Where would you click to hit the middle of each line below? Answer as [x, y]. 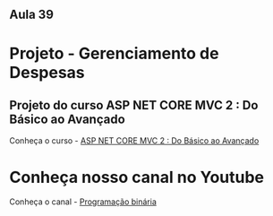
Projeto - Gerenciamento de [114, 53]
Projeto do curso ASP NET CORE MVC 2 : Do [134, 105]
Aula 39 [31, 15]
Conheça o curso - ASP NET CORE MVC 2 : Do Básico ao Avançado [134, 141]
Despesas [47, 72]
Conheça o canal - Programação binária [83, 202]
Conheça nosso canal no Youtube [136, 177]
